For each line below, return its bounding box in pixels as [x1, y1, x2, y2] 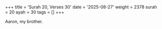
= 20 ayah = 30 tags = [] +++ [5, 9, 65, 15]
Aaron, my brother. [5, 19, 43, 24]
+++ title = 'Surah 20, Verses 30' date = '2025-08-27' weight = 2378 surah [5, 4, 157, 10]
